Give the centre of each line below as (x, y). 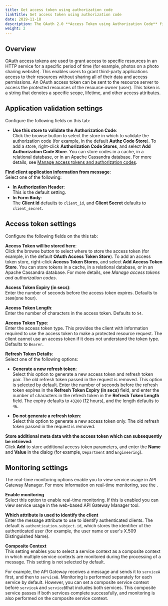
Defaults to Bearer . (24, 344)
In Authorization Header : (38, 187)
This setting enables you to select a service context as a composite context (83, 551)
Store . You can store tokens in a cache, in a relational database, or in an (79, 267)
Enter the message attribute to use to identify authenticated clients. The (79, 520)
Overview (21, 49)
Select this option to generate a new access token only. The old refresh (86, 421)
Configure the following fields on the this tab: (52, 236)
